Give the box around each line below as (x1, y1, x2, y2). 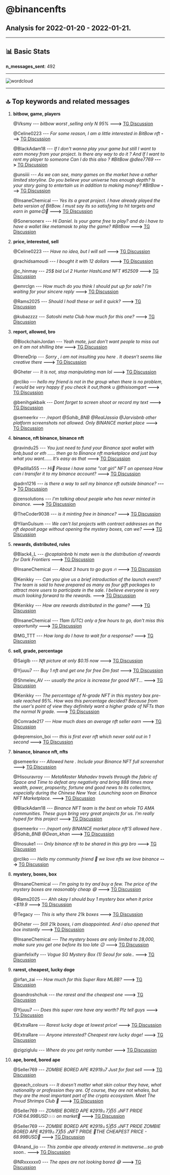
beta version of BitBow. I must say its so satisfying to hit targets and (13, 202, 155, 208)
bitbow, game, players (13, 110, 61, 117)
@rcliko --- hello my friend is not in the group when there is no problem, (13, 379, 163, 385)
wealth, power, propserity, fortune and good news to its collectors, (13, 784, 152, 790)
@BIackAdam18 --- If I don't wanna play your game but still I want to (13, 145, 156, 151)
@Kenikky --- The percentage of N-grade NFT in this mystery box (13, 692, 151, 698)
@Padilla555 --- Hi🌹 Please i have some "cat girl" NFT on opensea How (13, 465, 163, 471)
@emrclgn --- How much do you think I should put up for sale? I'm (13, 283, 152, 289)
